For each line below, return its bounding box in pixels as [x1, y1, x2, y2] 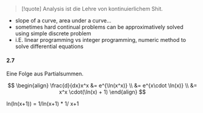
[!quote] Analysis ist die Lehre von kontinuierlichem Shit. [21, 5, 163, 12]
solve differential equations [15, 43, 84, 50]
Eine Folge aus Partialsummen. [6, 70, 84, 78]
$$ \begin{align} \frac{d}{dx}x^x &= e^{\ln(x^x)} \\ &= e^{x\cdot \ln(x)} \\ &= [7, 82, 198, 89]
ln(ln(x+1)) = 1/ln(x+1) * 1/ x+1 [6, 100, 79, 108]
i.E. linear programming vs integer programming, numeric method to [15, 36, 187, 43]
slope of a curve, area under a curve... [15, 17, 112, 24]
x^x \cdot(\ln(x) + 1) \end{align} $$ [59, 88, 146, 96]
